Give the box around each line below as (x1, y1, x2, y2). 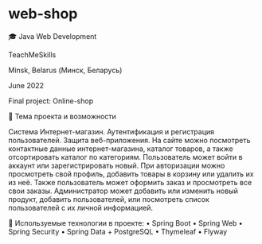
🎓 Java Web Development (8, 31, 97, 41)
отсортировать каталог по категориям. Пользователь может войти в (8, 152, 243, 161)
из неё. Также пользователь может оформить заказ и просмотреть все (8, 177, 252, 187)
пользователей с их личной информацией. (8, 203, 154, 212)
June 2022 (8, 80, 45, 90)
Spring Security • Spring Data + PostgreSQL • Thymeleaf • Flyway (8, 227, 228, 236)
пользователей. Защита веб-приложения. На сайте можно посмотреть (8, 135, 251, 145)
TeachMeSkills (8, 49, 57, 60)
